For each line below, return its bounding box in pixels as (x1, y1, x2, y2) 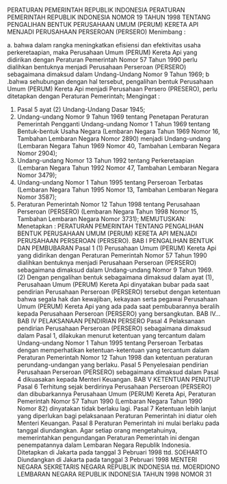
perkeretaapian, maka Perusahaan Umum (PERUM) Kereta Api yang (7, 48, 198, 56)
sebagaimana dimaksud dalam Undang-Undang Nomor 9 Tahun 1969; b (7, 70, 210, 78)
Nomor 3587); (16, 193, 57, 201)
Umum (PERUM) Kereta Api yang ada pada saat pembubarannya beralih (16, 302, 220, 310)
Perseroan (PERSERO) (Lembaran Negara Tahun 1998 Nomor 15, (16, 207, 199, 216)
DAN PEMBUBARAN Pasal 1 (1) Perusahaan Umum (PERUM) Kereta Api (16, 244, 217, 252)
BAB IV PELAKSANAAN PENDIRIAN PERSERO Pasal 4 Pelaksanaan (16, 317, 205, 325)
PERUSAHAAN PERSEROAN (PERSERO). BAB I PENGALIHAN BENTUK (16, 237, 214, 244)
